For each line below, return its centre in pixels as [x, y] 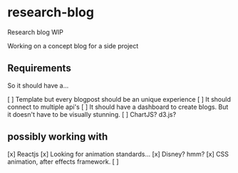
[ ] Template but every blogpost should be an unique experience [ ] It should [119, 99]
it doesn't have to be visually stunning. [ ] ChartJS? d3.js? [92, 114]
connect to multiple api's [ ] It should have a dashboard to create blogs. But [118, 107]
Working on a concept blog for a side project [73, 46]
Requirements [39, 68]
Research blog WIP [36, 32]
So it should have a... [38, 85]
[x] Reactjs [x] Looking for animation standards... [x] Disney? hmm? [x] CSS [118, 154]
